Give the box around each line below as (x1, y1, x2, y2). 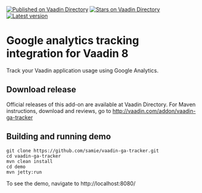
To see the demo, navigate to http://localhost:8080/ (6, 180, 136, 187)
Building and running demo (6, 131, 111, 142)
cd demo (6, 164, 26, 170)
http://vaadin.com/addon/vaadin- (112, 107, 196, 114)
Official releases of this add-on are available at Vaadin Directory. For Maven (6, 101, 196, 108)
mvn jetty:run (6, 169, 43, 175)
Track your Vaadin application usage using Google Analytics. (6, 67, 159, 74)
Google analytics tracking (6, 34, 139, 48)
